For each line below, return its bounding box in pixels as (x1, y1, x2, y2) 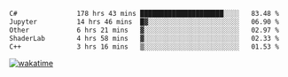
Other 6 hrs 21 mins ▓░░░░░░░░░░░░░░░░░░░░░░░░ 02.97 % (9, 26, 279, 35)
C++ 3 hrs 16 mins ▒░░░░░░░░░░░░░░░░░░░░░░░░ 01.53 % (9, 42, 279, 51)
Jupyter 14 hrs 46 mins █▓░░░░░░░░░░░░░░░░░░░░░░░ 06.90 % (9, 17, 279, 27)
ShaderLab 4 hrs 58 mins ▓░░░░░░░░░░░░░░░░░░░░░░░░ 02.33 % (9, 34, 279, 42)
